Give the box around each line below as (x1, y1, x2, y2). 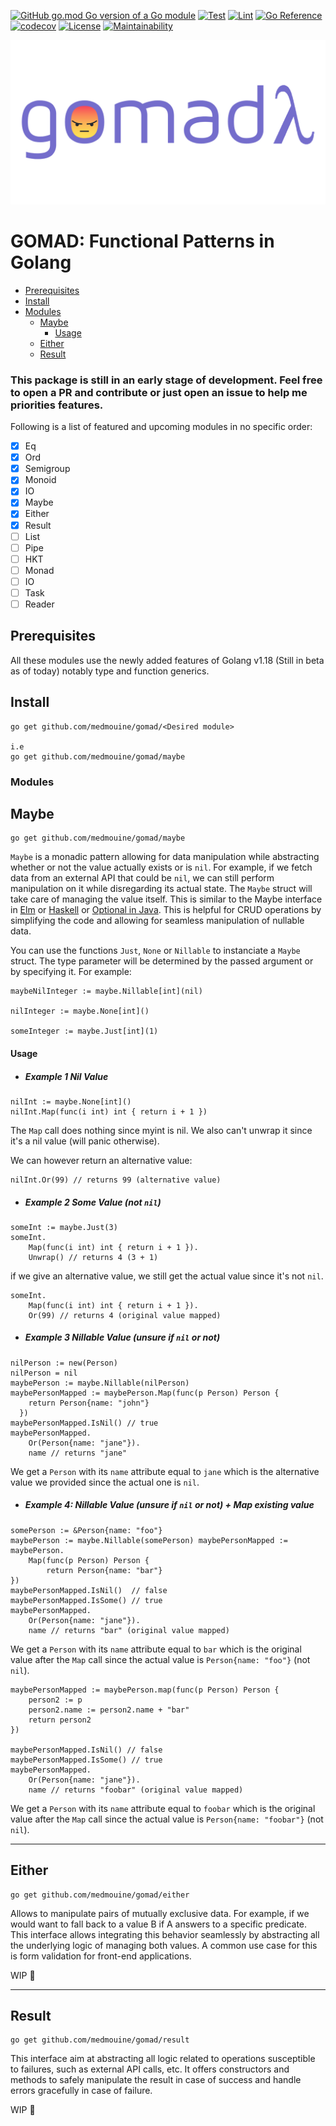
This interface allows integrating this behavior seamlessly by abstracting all (10, 1928, 320, 1940)
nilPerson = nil (10, 1368, 78, 1378)
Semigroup (24, 463, 71, 475)
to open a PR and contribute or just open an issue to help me (10, 385, 308, 399)
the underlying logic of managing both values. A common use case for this (10, 1939, 318, 1951)
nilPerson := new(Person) (10, 1358, 118, 1368)
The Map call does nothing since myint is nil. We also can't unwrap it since (10, 1124, 313, 1136)
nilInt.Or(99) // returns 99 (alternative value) (10, 1175, 222, 1185)
